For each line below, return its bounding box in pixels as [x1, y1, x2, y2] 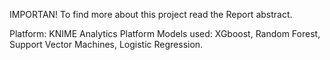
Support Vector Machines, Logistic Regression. [9, 39, 204, 50]
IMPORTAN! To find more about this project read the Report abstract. [9, 9, 293, 20]
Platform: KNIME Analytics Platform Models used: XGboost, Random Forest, [9, 28, 321, 39]
